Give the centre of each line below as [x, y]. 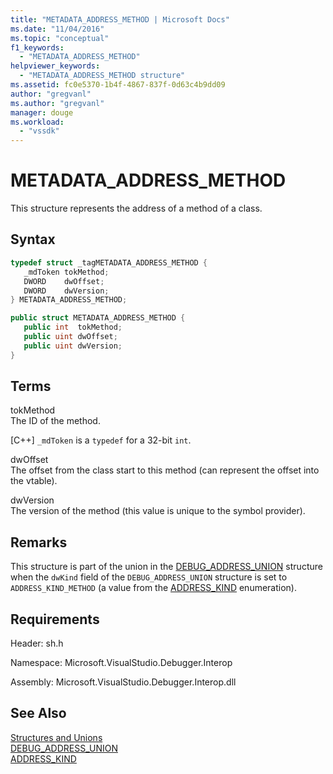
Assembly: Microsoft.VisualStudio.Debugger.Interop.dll [123, 682]
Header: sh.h [37, 643]
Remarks [39, 542]
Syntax [33, 239]
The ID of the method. [55, 421]
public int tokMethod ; [73, 327]
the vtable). [34, 481]
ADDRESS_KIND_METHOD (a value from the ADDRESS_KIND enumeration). [153, 588]
